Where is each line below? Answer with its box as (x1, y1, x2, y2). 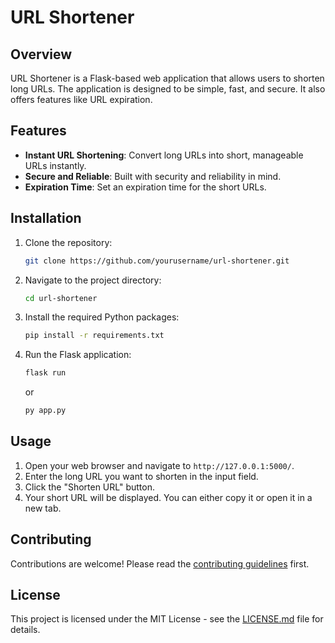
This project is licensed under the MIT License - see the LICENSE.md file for (10, 613, 324, 625)
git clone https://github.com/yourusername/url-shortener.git (24, 256, 290, 266)
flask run (24, 368, 67, 378)
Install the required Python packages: (24, 311, 180, 323)
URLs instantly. (24, 159, 87, 171)
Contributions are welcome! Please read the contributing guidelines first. (10, 557, 310, 570)
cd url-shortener (24, 293, 98, 303)
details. (10, 624, 41, 636)
